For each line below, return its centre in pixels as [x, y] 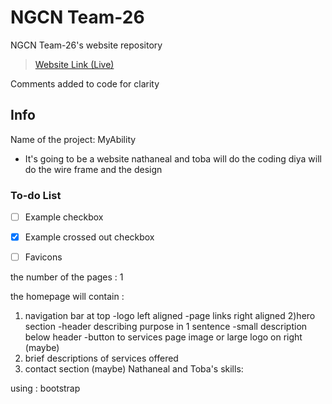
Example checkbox [64, 217]
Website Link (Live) [74, 64]
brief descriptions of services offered [101, 358]
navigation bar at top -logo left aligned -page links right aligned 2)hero [170, 316]
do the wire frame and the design [93, 169]
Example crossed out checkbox [89, 237]
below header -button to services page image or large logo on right [163, 337]
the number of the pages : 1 [67, 277]
